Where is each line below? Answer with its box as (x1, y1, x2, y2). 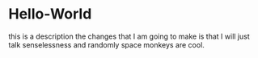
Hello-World (8, 5, 92, 23)
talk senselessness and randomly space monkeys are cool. (8, 39, 205, 49)
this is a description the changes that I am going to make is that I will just (8, 31, 250, 41)
